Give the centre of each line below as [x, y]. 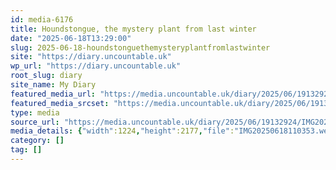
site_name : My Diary [53, 85]
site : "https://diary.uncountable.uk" [91, 57]
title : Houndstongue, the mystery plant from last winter [133, 29]
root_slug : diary [46, 76]
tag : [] [26, 150]
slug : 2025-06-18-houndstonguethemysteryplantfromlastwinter [140, 47]
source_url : [35, 122]
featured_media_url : [53, 94]
